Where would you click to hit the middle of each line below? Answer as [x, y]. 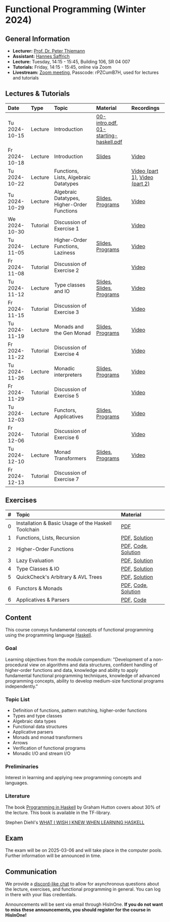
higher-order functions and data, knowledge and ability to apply [72, 670]
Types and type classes [37, 716]
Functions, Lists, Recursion [48, 538]
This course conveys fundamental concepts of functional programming [79, 630]
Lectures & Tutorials [37, 94]
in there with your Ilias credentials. [41, 895]
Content [18, 618]
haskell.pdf [109, 142]
